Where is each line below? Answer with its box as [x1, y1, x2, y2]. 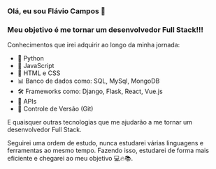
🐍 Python [17, 54, 44, 63]
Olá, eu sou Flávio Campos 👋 [7, 6, 106, 16]
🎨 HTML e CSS [17, 69, 61, 77]
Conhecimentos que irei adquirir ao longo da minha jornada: [7, 41, 180, 49]
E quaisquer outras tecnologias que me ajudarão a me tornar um [7, 118, 193, 127]
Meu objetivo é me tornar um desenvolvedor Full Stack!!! [7, 24, 204, 34]
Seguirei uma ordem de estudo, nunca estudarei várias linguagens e [7, 139, 204, 147]
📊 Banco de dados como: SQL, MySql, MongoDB [17, 77, 160, 86]
